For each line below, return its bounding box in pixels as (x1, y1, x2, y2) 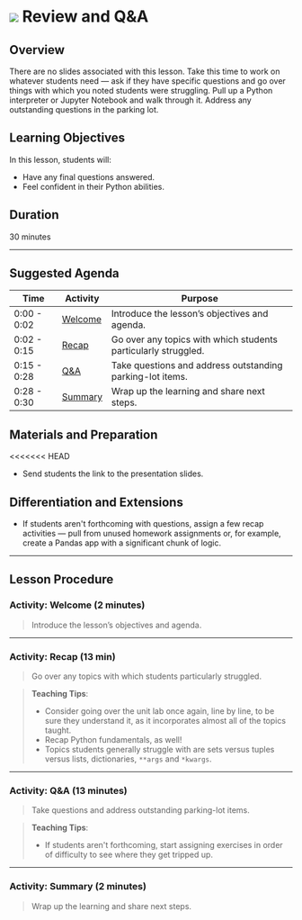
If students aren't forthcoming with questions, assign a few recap (22, 519, 264, 529)
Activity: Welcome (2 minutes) (9, 599, 146, 611)
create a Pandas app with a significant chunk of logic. (22, 537, 222, 548)
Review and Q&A (22, 6, 149, 27)
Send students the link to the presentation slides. (22, 468, 204, 479)
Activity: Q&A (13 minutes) (9, 784, 128, 797)
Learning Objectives (9, 131, 126, 146)
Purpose (181, 293, 218, 305)
